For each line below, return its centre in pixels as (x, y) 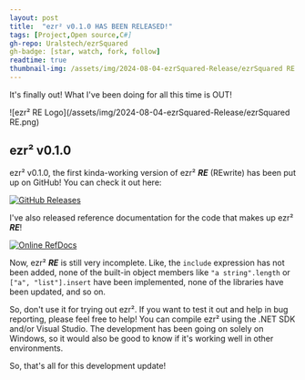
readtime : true (38, 60)
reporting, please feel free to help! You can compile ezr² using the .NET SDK (152, 319)
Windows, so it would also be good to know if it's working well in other (142, 338)
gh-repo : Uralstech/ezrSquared (69, 43)
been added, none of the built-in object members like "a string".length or (150, 272)
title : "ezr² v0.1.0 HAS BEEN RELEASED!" (91, 26)
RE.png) (24, 122)
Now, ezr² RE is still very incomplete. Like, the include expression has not (147, 262)
